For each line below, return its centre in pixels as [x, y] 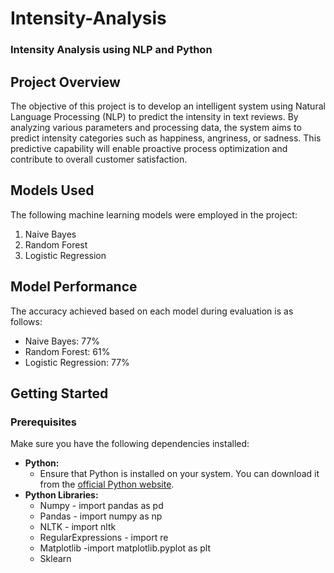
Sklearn [55, 559]
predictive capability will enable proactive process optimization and [149, 148]
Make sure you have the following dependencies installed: [130, 444]
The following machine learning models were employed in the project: [154, 214]
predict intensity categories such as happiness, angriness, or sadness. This [166, 138]
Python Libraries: [61, 495]
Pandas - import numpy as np [101, 516]
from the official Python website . [107, 484]
